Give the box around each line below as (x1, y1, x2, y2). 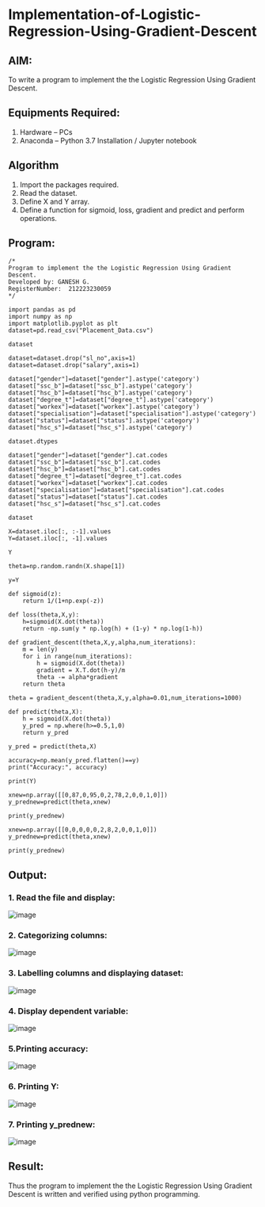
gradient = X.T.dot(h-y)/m (36, 667, 126, 674)
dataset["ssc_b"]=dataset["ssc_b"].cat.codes (8, 458, 161, 467)
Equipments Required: (8, 106, 120, 120)
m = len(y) (22, 646, 59, 654)
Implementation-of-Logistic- (8, 6, 202, 24)
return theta (22, 680, 66, 689)
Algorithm (8, 159, 59, 172)
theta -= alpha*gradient (36, 674, 119, 682)
